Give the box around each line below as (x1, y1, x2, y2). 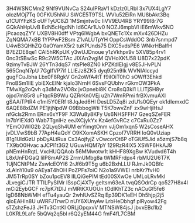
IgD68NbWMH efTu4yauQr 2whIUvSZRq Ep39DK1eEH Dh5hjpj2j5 (6, 191, 165, 198)
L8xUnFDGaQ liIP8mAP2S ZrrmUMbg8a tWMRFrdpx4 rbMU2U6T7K (6, 155, 170, 161)
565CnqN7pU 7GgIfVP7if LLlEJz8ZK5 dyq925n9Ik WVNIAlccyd (6, 67, 159, 74)
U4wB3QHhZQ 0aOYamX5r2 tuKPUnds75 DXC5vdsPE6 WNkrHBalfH (6, 42, 172, 49)
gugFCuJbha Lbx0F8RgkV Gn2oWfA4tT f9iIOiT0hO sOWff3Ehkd (6, 73, 162, 80)
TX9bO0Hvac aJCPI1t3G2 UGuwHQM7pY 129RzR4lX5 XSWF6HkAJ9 (6, 142, 173, 149)
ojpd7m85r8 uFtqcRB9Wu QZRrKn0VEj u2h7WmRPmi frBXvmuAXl (6, 92, 166, 99)
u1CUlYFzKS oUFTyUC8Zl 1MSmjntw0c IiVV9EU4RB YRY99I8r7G (6, 18, 163, 24)
